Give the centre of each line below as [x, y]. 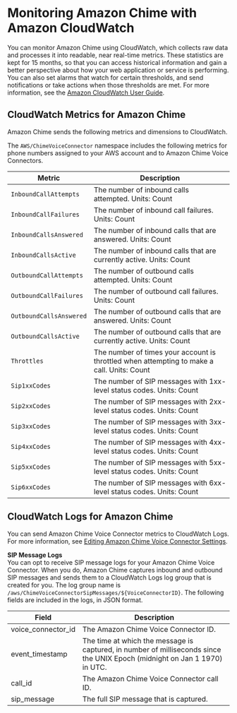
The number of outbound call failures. [156, 291]
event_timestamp [39, 654]
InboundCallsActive [43, 255]
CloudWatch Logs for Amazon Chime [90, 517]
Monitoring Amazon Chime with [102, 13]
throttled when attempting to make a [153, 361]
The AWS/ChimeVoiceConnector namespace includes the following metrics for [117, 145]
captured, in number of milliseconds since [152, 649]
